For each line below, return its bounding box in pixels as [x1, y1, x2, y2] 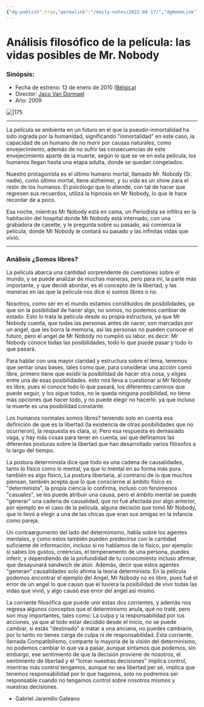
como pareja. [6, 517, 39, 525]
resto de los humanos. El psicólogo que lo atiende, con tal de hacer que [6, 184, 186, 191]
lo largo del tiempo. [6, 447, 55, 454]
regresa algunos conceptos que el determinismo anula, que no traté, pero [6, 605, 191, 613]
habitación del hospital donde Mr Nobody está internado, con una [6, 215, 171, 222]
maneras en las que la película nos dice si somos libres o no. [6, 288, 158, 296]
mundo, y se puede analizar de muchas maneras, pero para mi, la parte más [6, 275, 197, 282]
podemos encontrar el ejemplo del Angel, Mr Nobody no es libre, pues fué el [6, 574, 198, 581]
